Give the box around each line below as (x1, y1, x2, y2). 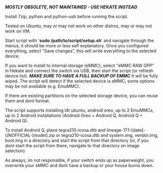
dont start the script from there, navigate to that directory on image (5, 143, 140, 148)
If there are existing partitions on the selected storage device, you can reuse (5, 93, 158, 98)
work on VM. (5, 28, 31, 34)
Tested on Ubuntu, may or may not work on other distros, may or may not (5, 23, 152, 29)
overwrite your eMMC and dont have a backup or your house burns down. (5, 163, 154, 168)
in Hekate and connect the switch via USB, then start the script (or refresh (5, 68, 154, 74)
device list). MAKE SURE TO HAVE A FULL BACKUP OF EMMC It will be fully (5, 73, 158, 78)
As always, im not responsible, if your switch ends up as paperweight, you (5, 157, 154, 163)
